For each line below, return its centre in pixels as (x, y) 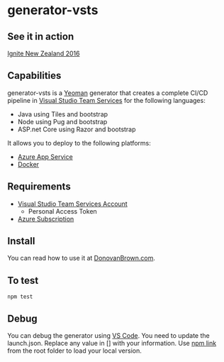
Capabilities (34, 76)
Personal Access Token (62, 211)
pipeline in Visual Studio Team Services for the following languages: (106, 100)
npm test (20, 297)
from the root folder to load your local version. (74, 351)
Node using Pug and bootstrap (62, 121)
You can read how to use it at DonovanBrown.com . (82, 258)
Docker (28, 164)
